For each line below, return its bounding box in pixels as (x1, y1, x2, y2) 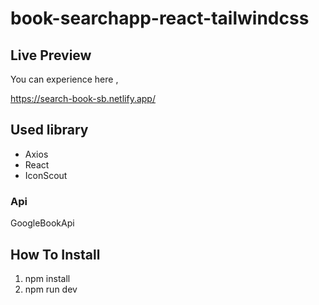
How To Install (10, 246, 101, 263)
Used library (10, 122, 89, 139)
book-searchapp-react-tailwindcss (10, 7, 310, 30)
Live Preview (10, 47, 92, 64)
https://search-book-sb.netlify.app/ (10, 93, 156, 104)
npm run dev (24, 283, 78, 295)
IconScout (24, 169, 68, 181)
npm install (24, 272, 71, 284)
